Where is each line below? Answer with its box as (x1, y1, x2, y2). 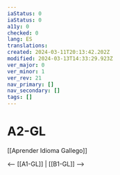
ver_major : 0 (7, 62, 45, 68)
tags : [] (7, 94, 33, 101)
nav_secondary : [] (7, 87, 60, 94)
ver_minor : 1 (7, 68, 45, 75)
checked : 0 (7, 29, 39, 37)
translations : (7, 42, 49, 49)
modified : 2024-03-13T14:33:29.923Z (7, 55, 113, 62)
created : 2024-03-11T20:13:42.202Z (7, 49, 110, 56)
